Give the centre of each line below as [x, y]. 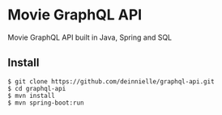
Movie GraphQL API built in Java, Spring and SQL [90, 37]
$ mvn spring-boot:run [46, 103]
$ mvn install [32, 96]
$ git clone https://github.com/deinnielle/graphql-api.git [111, 81]
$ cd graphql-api [37, 88]
